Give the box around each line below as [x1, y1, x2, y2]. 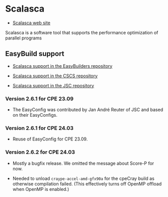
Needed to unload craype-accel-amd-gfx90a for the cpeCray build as [12, 175, 155, 181]
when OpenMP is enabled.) [12, 186, 69, 192]
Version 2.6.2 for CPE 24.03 [5, 149, 75, 156]
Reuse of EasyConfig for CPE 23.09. [12, 136, 88, 142]
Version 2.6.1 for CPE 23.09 [5, 95, 74, 102]
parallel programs [5, 35, 42, 41]
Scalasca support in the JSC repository [12, 82, 94, 88]
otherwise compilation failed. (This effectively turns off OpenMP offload [12, 180, 162, 187]
